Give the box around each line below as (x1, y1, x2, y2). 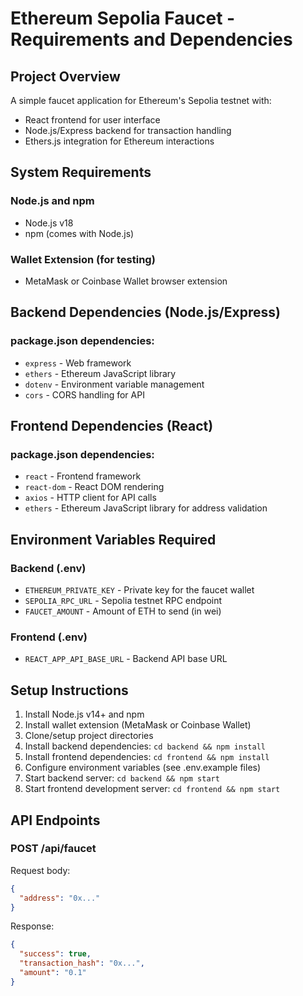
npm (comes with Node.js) (24, 227, 135, 239)
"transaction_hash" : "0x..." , (19, 958, 145, 969)
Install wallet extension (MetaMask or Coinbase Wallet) (24, 719, 252, 731)
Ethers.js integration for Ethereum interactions (24, 135, 215, 147)
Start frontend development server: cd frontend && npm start (24, 783, 281, 795)
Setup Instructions (10, 682, 129, 699)
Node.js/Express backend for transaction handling (24, 125, 232, 136)
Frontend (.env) (10, 630, 88, 644)
